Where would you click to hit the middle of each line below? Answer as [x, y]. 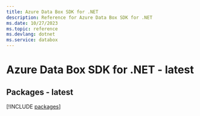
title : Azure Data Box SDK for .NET [52, 12]
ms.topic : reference [32, 29]
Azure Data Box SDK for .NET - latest [100, 70]
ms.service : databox [32, 40]
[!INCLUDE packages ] [34, 107]
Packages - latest [40, 92]
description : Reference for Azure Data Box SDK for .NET [79, 18]
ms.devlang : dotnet [31, 34]
